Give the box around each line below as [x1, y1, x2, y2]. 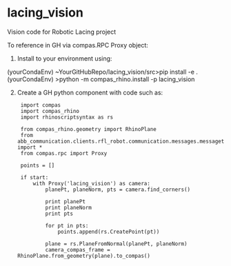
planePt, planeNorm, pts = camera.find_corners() [45, 186, 191, 193]
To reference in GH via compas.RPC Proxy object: [7, 41, 148, 49]
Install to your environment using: [17, 54, 112, 63]
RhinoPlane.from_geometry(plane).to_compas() [17, 252, 150, 259]
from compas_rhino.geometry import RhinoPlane [20, 125, 157, 132]
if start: [20, 174, 49, 181]
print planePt [45, 198, 86, 205]
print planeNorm [45, 204, 92, 211]
